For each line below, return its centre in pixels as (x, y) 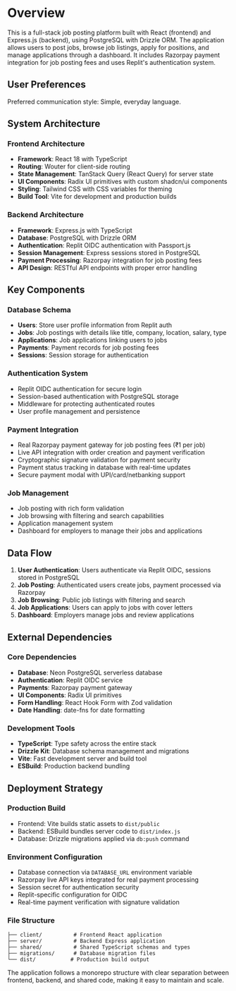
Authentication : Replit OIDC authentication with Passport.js (104, 245)
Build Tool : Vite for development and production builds (97, 197)
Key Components (46, 290)
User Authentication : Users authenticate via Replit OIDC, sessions (114, 570)
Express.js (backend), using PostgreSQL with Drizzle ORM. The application (116, 39)
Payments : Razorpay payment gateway (75, 687)
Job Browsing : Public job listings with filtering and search (101, 600)
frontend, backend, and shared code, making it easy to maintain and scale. (116, 980)
